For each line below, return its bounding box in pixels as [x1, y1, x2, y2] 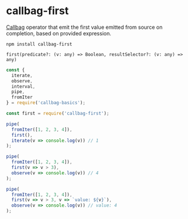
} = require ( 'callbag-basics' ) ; [6, 100, 85, 106]
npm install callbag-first [6, 41, 72, 47]
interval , [11, 84, 35, 89]
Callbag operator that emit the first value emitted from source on [6, 24, 163, 31]
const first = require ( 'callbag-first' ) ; [6, 111, 110, 117]
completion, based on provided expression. [6, 29, 111, 36]
